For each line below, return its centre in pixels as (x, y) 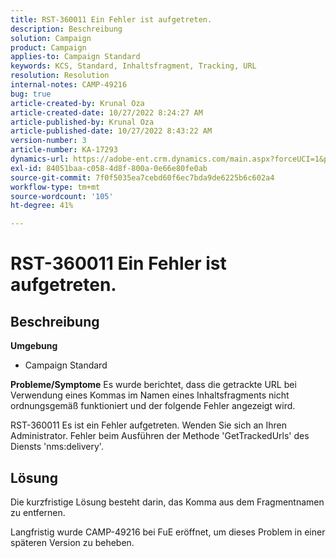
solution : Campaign (51, 38)
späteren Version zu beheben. (72, 542)
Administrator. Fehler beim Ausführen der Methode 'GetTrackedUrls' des (160, 436)
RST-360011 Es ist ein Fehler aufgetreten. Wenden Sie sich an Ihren (149, 425)
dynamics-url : (40, 159)
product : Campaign (48, 47)
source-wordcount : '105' (62, 196)
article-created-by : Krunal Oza (77, 103)
